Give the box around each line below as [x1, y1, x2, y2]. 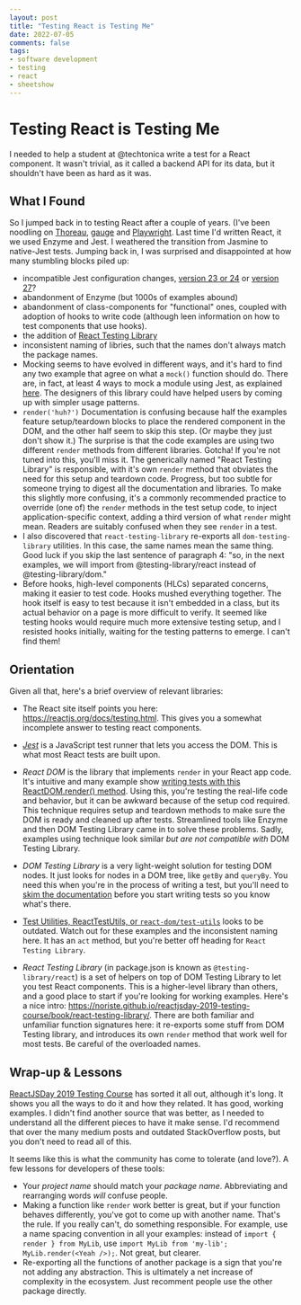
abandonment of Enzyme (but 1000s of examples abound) [22, 292, 238, 303]
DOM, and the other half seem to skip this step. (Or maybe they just [22, 426, 272, 437]
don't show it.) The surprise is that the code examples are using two [22, 435, 275, 446]
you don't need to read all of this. [9, 1136, 132, 1147]
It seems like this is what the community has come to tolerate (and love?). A [9, 1154, 289, 1164]
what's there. [22, 899, 72, 910]
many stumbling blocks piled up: [9, 255, 129, 266]
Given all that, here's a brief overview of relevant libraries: [9, 686, 224, 697]
